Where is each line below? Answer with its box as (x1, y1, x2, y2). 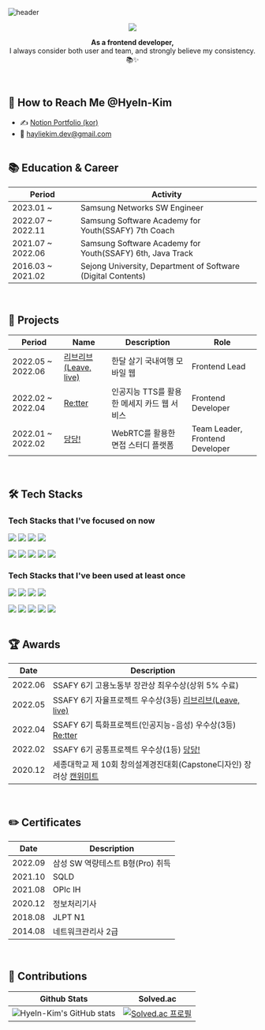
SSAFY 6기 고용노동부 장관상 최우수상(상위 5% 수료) (52, 680, 239, 691)
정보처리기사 (52, 899, 97, 910)
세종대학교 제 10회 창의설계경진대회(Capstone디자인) (52, 759, 243, 771)
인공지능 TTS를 (111, 386, 166, 397)
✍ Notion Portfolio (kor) (19, 117, 99, 127)
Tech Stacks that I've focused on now (8, 515, 155, 526)
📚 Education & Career (8, 161, 119, 175)
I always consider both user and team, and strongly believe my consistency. (9, 46, 256, 55)
